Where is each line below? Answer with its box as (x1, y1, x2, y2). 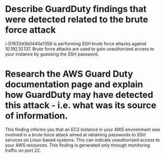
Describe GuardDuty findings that (5, 3, 147, 15)
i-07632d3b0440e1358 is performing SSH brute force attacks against (5, 40, 147, 46)
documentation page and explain (5, 79, 143, 90)
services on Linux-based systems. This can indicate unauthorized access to (5, 137, 160, 143)
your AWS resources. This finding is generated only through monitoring (5, 142, 150, 148)
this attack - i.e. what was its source (5, 100, 157, 111)
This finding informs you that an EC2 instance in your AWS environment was (5, 126, 161, 132)
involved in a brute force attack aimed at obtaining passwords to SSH (5, 131, 146, 137)
